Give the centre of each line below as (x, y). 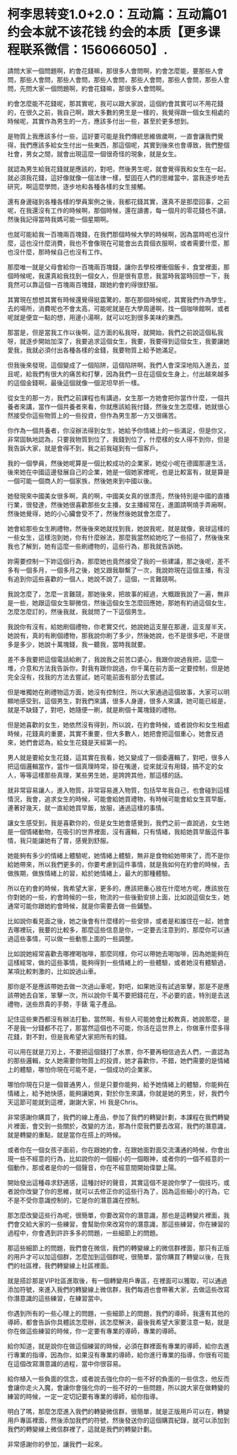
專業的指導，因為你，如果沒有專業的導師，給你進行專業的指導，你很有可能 (121, 1355)
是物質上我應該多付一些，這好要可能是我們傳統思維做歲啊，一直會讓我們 (112, 136)
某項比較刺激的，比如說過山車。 (54, 971)
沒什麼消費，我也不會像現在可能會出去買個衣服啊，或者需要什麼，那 (130, 243)
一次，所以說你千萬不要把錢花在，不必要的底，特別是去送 (146, 995)
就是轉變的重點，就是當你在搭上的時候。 (66, 1135)
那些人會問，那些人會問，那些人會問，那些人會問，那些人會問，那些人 (121, 79)
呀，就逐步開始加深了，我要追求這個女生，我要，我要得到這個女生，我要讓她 (119, 341)
